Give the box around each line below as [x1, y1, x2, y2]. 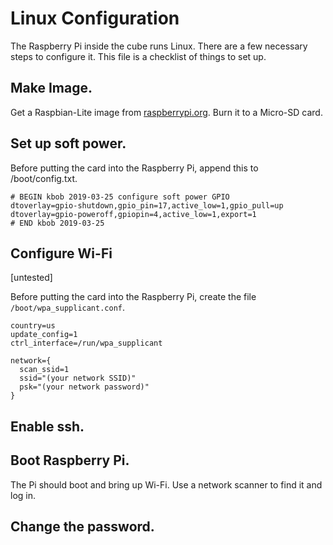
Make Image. [10, 80, 93, 97]
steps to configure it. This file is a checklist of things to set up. [10, 50, 267, 62]
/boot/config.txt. [10, 172, 78, 184]
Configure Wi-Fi [10, 245, 113, 262]
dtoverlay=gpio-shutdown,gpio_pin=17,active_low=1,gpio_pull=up [10, 200, 284, 211]
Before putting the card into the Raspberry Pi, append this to [10, 162, 259, 174]
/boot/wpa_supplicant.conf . [10, 302, 126, 314]
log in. [10, 489, 37, 501]
